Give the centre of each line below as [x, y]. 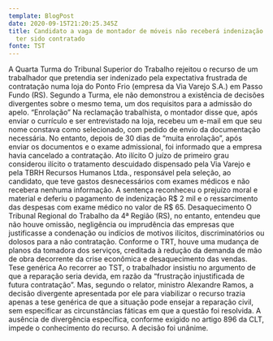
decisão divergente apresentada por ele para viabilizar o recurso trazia [127, 294]
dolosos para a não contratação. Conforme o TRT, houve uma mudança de [134, 242]
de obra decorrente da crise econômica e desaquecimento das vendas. [128, 259]
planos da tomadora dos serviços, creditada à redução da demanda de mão [135, 250]
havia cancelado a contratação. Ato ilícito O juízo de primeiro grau [119, 156]
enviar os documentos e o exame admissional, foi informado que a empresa [135, 147]
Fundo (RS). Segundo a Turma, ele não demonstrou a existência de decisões [136, 95]
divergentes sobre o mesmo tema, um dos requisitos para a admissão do [130, 104]
